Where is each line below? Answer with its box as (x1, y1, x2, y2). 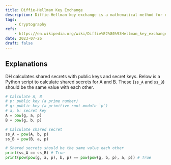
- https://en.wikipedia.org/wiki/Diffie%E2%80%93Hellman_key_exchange (14, 31, 167, 36)
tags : (5, 17, 17, 22)
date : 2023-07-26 (5, 36, 42, 41)
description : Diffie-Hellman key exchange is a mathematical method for (5, 12, 163, 17)
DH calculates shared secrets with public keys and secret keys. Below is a (5, 73, 160, 79)
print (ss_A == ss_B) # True (5, 150, 65, 156)
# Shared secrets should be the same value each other (5, 146, 124, 151)
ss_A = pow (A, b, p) (5, 131, 49, 137)
